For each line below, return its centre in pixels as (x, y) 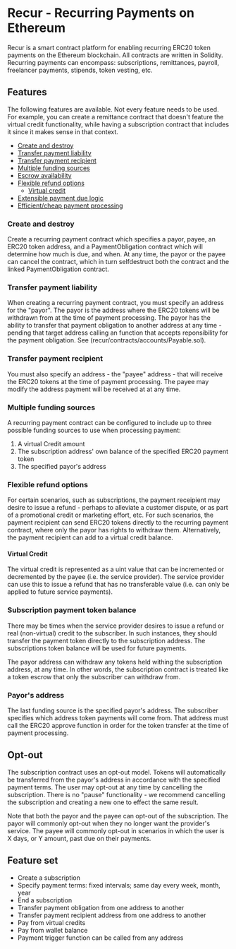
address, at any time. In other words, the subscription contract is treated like (118, 669)
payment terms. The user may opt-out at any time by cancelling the (105, 787)
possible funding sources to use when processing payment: (94, 430)
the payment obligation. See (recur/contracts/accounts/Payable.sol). (107, 340)
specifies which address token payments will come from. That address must (118, 718)
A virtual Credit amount (51, 443)
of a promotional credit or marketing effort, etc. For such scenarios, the (111, 515)
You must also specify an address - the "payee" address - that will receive (115, 374)
